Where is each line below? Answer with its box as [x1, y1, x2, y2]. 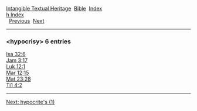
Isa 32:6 [6, 51, 26, 58]
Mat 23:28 [6, 75, 31, 82]
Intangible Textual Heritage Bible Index [6, 5, 103, 12]
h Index [6, 11, 25, 18]
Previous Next [8, 18, 45, 24]
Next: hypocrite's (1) [6, 99, 55, 106]
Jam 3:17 [6, 57, 28, 64]
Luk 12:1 [6, 63, 25, 70]
